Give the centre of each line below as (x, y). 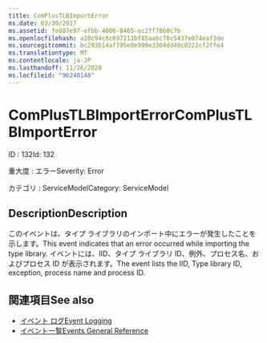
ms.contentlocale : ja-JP (50, 61)
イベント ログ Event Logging (66, 321)
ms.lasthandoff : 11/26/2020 (55, 68)
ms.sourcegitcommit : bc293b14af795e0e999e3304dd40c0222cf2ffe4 (116, 46)
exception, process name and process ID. (77, 272)
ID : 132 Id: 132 (31, 154)
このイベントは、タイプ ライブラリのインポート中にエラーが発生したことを (132, 234)
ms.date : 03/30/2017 (43, 23)
